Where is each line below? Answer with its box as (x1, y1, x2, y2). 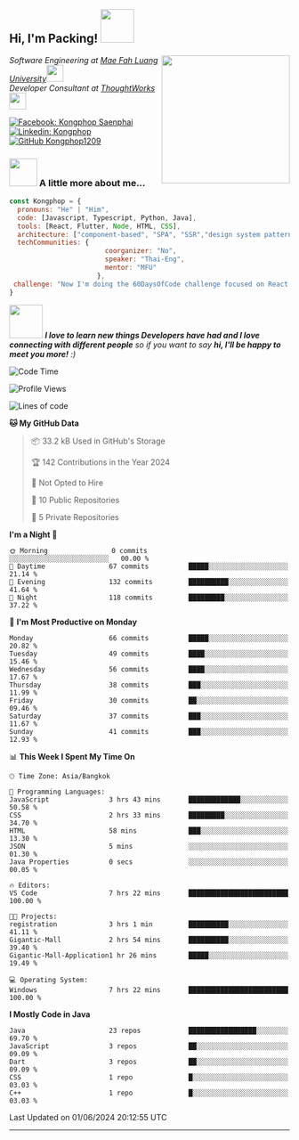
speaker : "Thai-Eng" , (104, 255, 185, 264)
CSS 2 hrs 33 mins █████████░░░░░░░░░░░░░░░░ (9, 810, 289, 819)
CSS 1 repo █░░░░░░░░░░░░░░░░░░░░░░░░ (9, 1072, 289, 1082)
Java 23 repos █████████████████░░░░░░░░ (9, 1026, 289, 1035)
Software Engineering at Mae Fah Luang (9, 54, 158, 65)
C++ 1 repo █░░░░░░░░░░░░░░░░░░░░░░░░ (9, 1088, 289, 1097)
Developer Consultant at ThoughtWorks (9, 82, 156, 94)
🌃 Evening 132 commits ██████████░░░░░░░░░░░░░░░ (9, 577, 289, 586)
